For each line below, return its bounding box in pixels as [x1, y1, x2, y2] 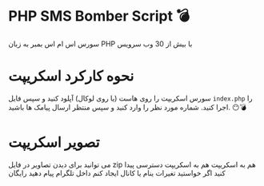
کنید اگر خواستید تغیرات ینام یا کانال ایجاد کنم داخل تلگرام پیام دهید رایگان [8, 168, 226, 177]
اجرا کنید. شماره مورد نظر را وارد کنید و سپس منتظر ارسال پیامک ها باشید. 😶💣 [8, 102, 246, 112]
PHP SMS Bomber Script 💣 [8, 7, 190, 26]
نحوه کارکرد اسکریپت [8, 67, 134, 85]
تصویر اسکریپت [8, 133, 100, 152]
